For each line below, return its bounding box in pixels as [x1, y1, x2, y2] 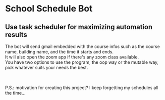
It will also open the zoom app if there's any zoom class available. [5, 54, 139, 60]
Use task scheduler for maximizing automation [5, 23, 153, 31]
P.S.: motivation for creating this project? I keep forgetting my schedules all [5, 85, 159, 91]
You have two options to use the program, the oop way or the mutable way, [5, 59, 159, 65]
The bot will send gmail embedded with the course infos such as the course [5, 44, 160, 50]
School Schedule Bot [5, 3, 93, 14]
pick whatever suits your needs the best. [5, 65, 88, 70]
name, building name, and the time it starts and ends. [5, 49, 114, 54]
